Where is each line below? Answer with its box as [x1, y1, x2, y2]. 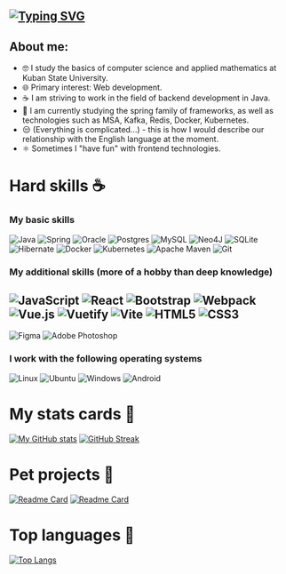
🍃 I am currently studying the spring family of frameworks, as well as [21, 106, 274, 116]
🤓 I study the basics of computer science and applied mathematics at [21, 63, 277, 74]
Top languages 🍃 [9, 525, 135, 545]
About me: [9, 39, 69, 54]
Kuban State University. [21, 73, 108, 84]
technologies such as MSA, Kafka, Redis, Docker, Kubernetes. [21, 115, 250, 125]
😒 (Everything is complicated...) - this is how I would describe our [21, 124, 265, 135]
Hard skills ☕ [9, 176, 107, 196]
